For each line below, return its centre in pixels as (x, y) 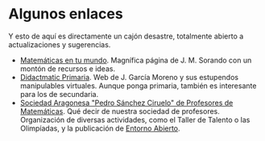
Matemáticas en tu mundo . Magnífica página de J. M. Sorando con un (136, 60)
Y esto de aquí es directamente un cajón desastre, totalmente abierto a (126, 36)
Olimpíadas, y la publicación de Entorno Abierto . (100, 128)
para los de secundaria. (59, 94)
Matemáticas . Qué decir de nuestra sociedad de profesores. (120, 111)
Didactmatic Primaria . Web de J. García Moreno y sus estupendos (129, 77)
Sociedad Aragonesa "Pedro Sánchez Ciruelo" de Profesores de (126, 103)
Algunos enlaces (66, 14)
